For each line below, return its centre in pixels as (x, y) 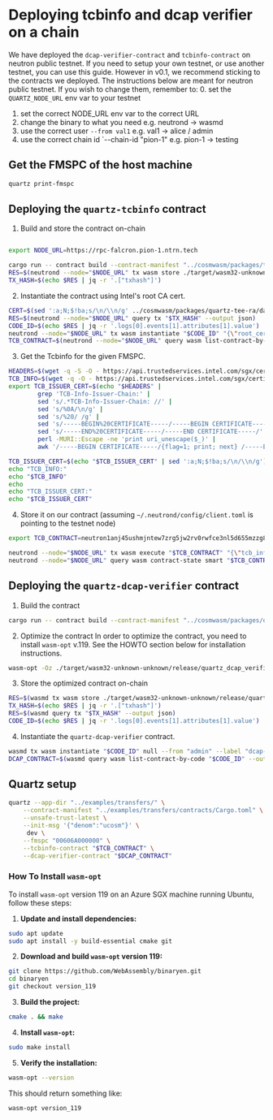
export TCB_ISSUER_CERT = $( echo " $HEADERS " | (85, 387)
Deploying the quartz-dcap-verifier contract (124, 586)
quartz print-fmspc (41, 184)
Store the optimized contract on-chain (84, 683)
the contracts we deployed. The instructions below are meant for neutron (131, 80)
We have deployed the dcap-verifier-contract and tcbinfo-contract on (130, 54)
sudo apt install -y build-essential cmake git (91, 941)
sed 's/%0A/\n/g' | (71, 409)
